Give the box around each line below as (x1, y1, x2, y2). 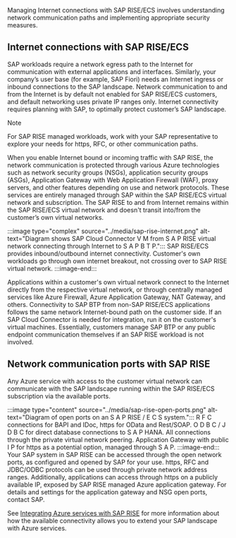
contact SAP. (7, 495, 45, 503)
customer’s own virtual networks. (7, 213, 104, 221)
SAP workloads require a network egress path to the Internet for (7, 60, 194, 68)
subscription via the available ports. (7, 392, 111, 400)
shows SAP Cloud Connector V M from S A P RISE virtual (51, 234, 216, 242)
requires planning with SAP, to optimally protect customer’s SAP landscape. (7, 105, 227, 113)
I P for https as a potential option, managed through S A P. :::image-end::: (7, 443, 220, 451)
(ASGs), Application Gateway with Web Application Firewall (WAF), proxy (7, 175, 218, 184)
